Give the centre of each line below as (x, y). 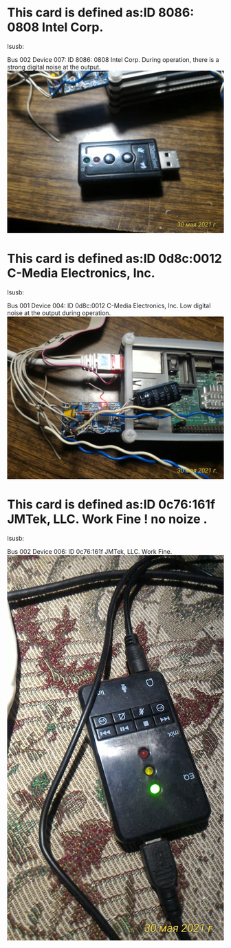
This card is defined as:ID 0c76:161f (111, 505)
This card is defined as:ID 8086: (101, 13)
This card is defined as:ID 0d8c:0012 (114, 259)
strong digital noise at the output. (54, 67)
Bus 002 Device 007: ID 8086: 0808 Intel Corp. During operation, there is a (113, 59)
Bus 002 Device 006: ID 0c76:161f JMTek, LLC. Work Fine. (90, 551)
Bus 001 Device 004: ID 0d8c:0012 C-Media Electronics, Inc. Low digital (109, 305)
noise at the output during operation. (59, 313)
